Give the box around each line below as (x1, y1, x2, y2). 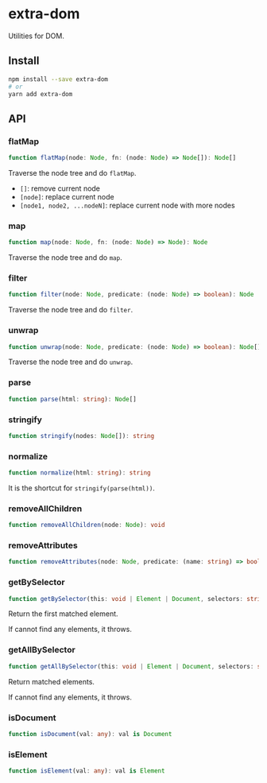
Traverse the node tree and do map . (8, 253, 122, 262)
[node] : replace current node (19, 192, 114, 201)
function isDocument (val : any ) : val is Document (8, 730, 172, 738)
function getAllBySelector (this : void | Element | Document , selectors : (8, 662, 254, 670)
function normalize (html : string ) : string (8, 469, 151, 477)
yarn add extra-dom (8, 90, 73, 98)
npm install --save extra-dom (8, 75, 109, 83)
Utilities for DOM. (8, 31, 65, 41)
